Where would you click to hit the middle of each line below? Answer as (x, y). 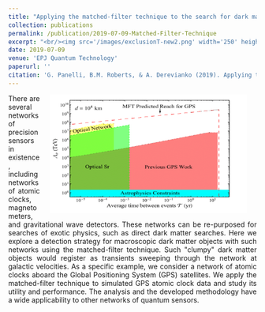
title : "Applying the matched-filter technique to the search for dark (128, 17)
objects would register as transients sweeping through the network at (132, 257)
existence (24, 157)
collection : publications (50, 25)
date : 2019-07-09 (37, 50)
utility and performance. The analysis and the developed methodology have (132, 291)
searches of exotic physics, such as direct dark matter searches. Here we (132, 232)
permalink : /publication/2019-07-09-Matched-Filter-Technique (112, 33)
